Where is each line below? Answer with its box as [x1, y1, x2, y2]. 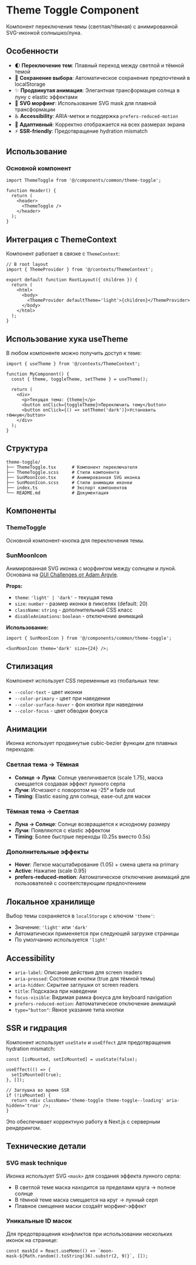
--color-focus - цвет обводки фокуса [14, 707, 108, 714]
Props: [6, 582, 23, 589]
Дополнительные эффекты [6, 848, 89, 856]
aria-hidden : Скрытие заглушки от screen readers [14, 981, 139, 988]
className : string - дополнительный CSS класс [14, 606, 133, 613]
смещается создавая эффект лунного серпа [14, 780, 126, 787]
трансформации [14, 106, 56, 113]
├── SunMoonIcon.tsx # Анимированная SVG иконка [6, 474, 141, 480]
